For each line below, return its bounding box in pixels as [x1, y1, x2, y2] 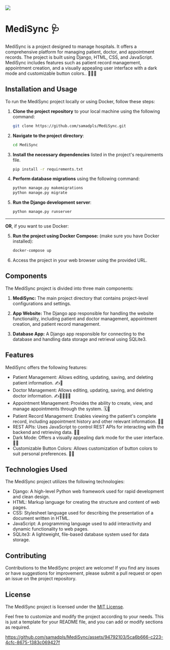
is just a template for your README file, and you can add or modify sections [5, 619, 163, 625]
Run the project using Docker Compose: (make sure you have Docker [12, 233, 159, 239]
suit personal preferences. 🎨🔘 [12, 450, 75, 457]
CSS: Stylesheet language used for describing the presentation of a [12, 510, 154, 516]
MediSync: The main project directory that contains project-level [12, 295, 148, 301]
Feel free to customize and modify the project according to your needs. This [5, 613, 164, 619]
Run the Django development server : [12, 199, 92, 205]
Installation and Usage [5, 85, 77, 94]
